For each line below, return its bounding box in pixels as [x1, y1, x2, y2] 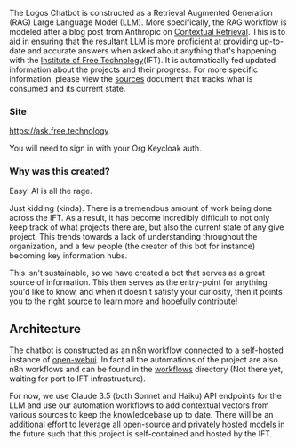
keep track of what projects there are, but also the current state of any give [9, 222, 284, 232]
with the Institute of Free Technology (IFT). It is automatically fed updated [9, 55, 276, 65]
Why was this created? [9, 165, 111, 177]
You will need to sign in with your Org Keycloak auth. [9, 143, 202, 154]
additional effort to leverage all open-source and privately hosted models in [9, 419, 285, 430]
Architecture [9, 321, 82, 337]
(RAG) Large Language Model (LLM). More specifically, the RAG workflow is [9, 17, 287, 28]
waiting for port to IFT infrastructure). [9, 373, 147, 384]
